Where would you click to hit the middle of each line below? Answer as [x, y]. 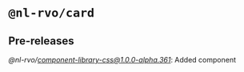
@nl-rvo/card [51, 13]
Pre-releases [41, 41]
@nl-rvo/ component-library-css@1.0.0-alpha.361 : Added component [122, 60]
